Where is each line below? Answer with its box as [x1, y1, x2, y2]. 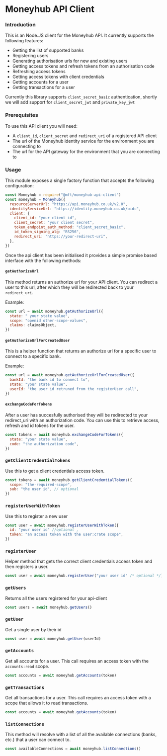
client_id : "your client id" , [14, 215, 77, 221]
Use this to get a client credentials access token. [5, 468, 105, 474]
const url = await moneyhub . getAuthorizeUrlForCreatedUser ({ [5, 373, 135, 378]
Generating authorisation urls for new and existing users [12, 58, 128, 64]
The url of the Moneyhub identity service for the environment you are [12, 138, 155, 144]
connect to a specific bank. [5, 353, 61, 359]
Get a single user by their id [5, 626, 62, 632]
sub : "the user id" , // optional [9, 487, 79, 492]
